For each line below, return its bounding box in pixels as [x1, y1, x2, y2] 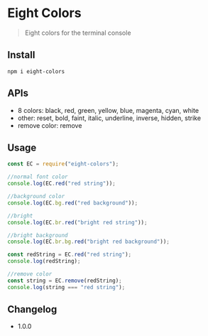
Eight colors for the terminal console [24, 28, 131, 37]
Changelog [7, 303, 58, 315]
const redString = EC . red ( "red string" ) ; [7, 251, 132, 259]
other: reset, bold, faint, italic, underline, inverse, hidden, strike [17, 114, 201, 122]
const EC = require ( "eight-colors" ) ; [7, 161, 119, 168]
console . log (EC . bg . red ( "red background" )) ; [7, 199, 138, 207]
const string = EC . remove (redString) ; [7, 277, 122, 284]
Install [7, 49, 35, 61]
